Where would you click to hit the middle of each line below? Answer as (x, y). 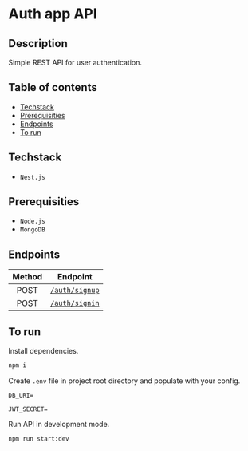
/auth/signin (75, 303)
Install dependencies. (43, 351)
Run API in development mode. (59, 424)
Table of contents (53, 87)
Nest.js (32, 177)
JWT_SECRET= (28, 409)
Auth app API (53, 14)
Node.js (32, 222)
